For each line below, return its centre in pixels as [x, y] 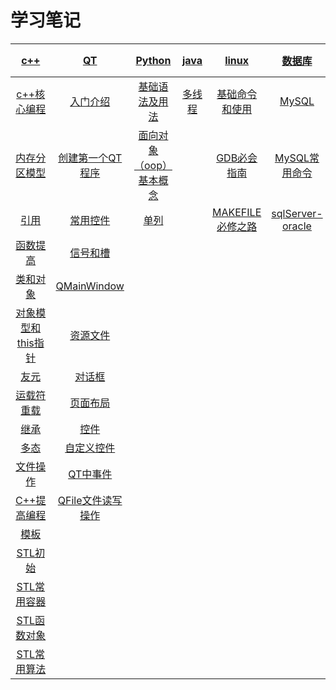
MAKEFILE [237, 212]
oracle [296, 226]
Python [153, 60]
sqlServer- [297, 213]
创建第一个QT [90, 158]
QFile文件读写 [90, 500]
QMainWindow [90, 286]
